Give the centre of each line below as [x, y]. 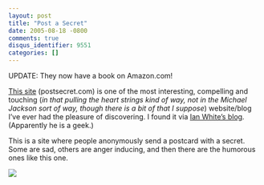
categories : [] [34, 53]
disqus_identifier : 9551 [50, 46]
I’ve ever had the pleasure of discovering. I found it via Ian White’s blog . [126, 117]
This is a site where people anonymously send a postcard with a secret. [127, 141]
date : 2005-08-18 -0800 [48, 30]
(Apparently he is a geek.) [51, 125]
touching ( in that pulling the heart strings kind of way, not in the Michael [128, 100]
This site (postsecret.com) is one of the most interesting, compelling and [128, 91]
